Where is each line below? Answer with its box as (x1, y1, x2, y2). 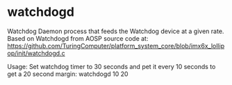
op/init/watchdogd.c (7, 49, 65, 57)
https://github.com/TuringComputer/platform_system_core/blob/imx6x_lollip (7, 41, 224, 50)
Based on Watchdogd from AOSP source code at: (7, 34, 149, 42)
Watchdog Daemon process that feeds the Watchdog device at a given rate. (7, 27, 224, 35)
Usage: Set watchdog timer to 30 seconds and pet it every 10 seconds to (7, 62, 216, 70)
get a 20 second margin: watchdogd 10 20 (7, 70, 129, 78)
